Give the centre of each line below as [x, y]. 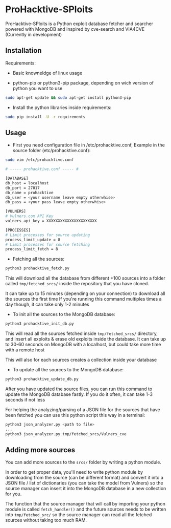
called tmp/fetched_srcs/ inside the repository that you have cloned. [77, 284]
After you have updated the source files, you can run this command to [79, 389]
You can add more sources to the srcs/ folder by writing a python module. [83, 462]
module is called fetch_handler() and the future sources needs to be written [86, 509]
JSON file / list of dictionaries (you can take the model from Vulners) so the [84, 483]
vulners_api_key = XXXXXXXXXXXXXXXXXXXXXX [51, 221]
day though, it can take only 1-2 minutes [47, 304]
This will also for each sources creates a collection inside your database [81, 360]
